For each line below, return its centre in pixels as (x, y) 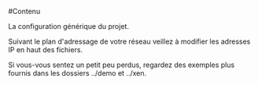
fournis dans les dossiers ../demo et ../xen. (77, 73)
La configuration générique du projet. (69, 26)
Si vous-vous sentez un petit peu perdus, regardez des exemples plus (122, 65)
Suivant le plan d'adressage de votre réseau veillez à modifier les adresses (129, 41)
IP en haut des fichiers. (46, 50)
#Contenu (24, 11)
